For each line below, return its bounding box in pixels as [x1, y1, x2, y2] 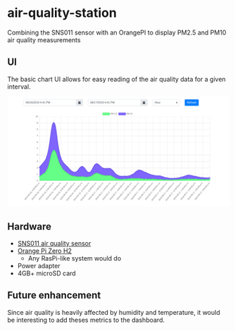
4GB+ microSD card [17, 269, 76, 277]
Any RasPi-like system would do [27, 254, 122, 263]
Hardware [7, 220, 51, 232]
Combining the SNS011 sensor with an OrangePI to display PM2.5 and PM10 [7, 28, 227, 37]
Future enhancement [7, 289, 101, 301]
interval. [7, 82, 31, 91]
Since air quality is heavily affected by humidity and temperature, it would [7, 308, 220, 316]
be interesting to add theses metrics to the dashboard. [7, 316, 165, 324]
